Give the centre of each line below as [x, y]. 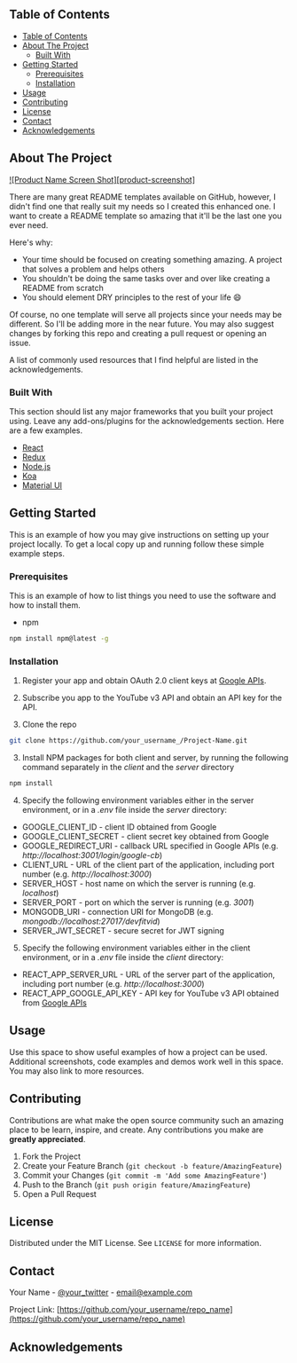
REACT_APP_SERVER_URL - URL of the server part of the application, [148, 974]
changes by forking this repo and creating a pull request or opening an [138, 333]
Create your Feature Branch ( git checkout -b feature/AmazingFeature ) [152, 1165]
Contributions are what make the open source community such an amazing [146, 1120]
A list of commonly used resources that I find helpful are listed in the [134, 359]
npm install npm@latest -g [59, 639]
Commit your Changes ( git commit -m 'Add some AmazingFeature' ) [145, 1175]
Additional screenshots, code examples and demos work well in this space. [146, 1061]
